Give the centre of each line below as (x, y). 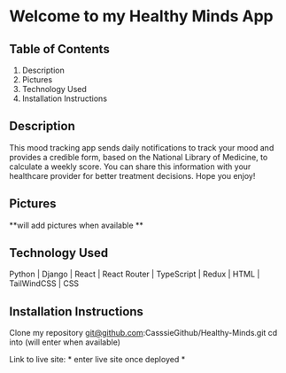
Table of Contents (60, 49)
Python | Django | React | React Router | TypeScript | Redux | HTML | (135, 274)
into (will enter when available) (65, 342)
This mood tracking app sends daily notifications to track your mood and (142, 147)
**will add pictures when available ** (77, 225)
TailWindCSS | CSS (44, 284)
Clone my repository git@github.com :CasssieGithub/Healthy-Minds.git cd (143, 333)
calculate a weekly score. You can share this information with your (130, 167)
